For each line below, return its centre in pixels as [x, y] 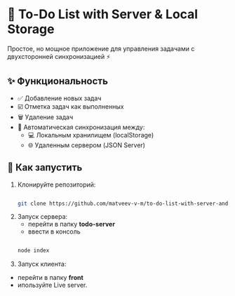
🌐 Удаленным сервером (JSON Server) [87, 145]
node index [33, 251]
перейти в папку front [51, 278]
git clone [32, 203]
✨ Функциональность [58, 81]
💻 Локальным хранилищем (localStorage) [91, 135]
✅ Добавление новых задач [59, 98]
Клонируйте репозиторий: [56, 184]
